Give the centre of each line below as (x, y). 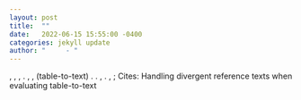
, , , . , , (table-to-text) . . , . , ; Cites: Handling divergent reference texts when (151, 76)
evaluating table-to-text (53, 86)
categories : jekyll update (60, 42)
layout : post (34, 17)
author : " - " (44, 51)
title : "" (30, 26)
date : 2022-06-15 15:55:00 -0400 (76, 34)
